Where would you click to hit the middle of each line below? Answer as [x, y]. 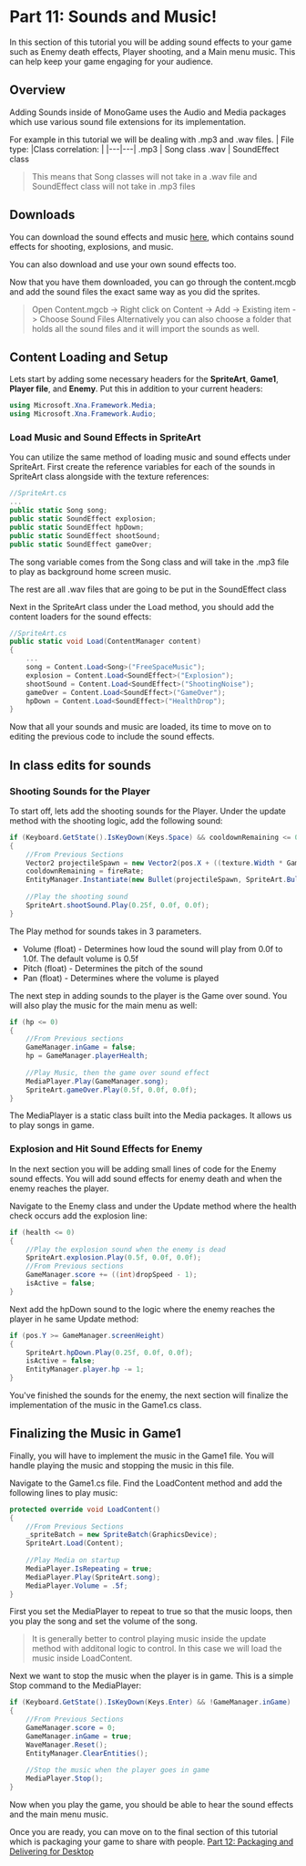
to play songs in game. [52, 1125]
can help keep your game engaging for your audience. [112, 61]
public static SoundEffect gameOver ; [81, 544]
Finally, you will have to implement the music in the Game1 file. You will [142, 1456]
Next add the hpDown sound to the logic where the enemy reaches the [143, 1309]
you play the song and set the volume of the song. [104, 1622]
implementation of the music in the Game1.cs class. [106, 1405]
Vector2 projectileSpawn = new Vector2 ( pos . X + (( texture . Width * [154, 863]
